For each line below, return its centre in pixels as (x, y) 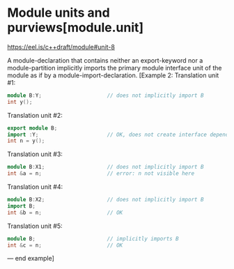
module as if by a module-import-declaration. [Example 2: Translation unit (113, 75)
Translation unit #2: (35, 115)
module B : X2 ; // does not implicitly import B (106, 200)
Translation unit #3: (35, 154)
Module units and (58, 13)
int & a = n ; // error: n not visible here (101, 174)
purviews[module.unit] (76, 28)
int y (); (20, 102)
